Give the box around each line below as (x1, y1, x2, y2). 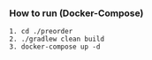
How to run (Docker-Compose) (9, 7, 144, 19)
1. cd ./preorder (9, 27, 73, 36)
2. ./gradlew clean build (9, 34, 104, 44)
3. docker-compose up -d (9, 42, 101, 51)
